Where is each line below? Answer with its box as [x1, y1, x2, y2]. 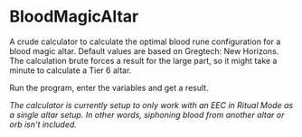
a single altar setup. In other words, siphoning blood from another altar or [9, 109, 285, 120]
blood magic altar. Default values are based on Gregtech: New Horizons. [9, 45, 279, 56]
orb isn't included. [9, 119, 77, 130]
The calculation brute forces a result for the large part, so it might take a [9, 55, 278, 66]
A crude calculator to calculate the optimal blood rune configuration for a [9, 36, 281, 47]
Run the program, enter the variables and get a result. [9, 82, 210, 93]
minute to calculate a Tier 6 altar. [9, 65, 132, 76]
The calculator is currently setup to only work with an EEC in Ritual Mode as [9, 99, 294, 110]
